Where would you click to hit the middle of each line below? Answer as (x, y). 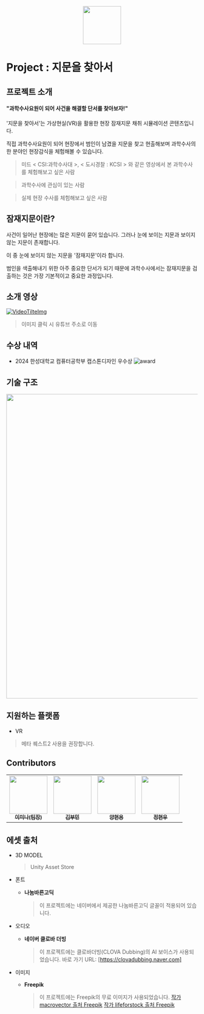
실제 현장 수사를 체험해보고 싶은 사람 (64, 197)
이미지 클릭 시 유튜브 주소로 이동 (59, 324)
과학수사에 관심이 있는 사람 (53, 185)
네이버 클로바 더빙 (45, 938)
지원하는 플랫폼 (33, 716)
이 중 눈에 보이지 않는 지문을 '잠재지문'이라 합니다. (65, 255)
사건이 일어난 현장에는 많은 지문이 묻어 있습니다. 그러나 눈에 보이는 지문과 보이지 (101, 234)
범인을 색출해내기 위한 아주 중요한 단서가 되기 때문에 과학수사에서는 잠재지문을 (99, 268)
